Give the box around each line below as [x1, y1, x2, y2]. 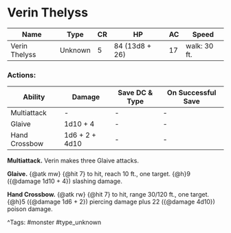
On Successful [167, 88, 217, 97]
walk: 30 [185, 41, 214, 51]
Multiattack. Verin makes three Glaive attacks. [7, 156, 140, 165]
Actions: [7, 70, 36, 79]
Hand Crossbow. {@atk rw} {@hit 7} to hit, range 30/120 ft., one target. [7, 191, 210, 199]
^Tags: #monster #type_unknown [7, 218, 102, 227]
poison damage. [7, 205, 53, 213]
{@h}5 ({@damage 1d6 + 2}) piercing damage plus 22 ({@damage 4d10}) [7, 197, 215, 206]
